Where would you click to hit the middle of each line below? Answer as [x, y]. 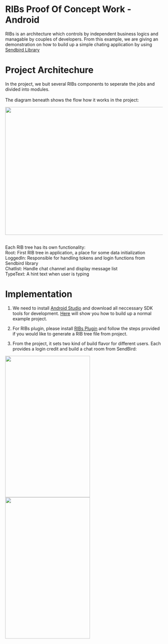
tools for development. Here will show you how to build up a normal [82, 313]
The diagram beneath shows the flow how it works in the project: [72, 100]
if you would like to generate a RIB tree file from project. [70, 334]
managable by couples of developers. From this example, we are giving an [82, 39]
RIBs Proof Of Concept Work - [68, 9]
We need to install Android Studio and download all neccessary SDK [83, 308]
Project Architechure [49, 70]
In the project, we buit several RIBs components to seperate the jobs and [80, 84]
